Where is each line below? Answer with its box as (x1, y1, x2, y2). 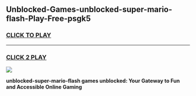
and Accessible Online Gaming (6, 83, 82, 90)
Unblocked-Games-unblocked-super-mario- (6, 5, 173, 15)
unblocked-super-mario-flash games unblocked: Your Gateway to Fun (6, 77, 180, 84)
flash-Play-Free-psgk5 (6, 14, 91, 24)
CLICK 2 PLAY (6, 53, 47, 61)
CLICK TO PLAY (6, 31, 51, 40)
